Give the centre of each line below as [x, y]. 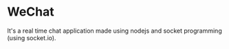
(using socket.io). [32, 37]
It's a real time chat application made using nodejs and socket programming [115, 31]
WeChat [31, 12]
